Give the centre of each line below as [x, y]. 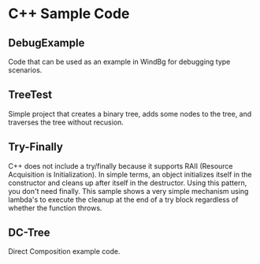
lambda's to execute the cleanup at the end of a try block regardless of [123, 199]
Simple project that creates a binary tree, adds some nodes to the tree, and [130, 113]
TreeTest [30, 95]
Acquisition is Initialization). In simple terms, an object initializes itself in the [130, 174]
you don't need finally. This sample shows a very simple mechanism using [128, 191]
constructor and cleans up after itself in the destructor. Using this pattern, [128, 183]
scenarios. [25, 70]
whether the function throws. [55, 208]
